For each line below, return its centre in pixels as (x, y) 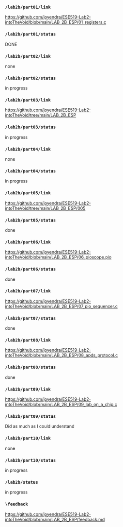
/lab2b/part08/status (31, 367)
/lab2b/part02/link (28, 56)
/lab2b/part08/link (28, 340)
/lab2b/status (22, 482)
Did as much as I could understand (40, 426)
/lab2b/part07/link (28, 291)
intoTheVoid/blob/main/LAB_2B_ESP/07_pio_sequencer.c (61, 306)
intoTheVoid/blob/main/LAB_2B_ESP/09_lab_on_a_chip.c (61, 405)
